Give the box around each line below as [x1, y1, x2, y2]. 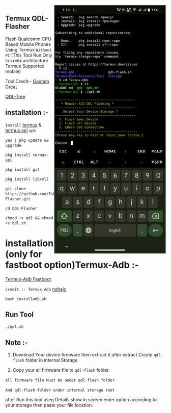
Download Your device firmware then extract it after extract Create [12, 352, 153, 358]
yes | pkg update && [5, 138, 49, 143]
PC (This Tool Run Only [5, 52, 52, 58]
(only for [5, 248, 42, 260]
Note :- [5, 338, 28, 347]
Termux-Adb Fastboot [5, 276, 51, 282]
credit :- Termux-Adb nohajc [5, 286, 67, 292]
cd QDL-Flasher [5, 206, 38, 211]
